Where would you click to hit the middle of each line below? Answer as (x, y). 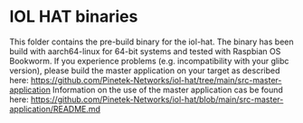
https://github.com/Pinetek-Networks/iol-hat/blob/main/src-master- (157, 99)
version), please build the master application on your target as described (145, 71)
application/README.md (55, 109)
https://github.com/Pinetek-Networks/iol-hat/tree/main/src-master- (156, 80)
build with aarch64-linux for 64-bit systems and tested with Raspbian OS (145, 51)
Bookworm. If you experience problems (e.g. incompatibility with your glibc (149, 61)
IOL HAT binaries (74, 17)
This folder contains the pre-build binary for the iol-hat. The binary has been (151, 42)
